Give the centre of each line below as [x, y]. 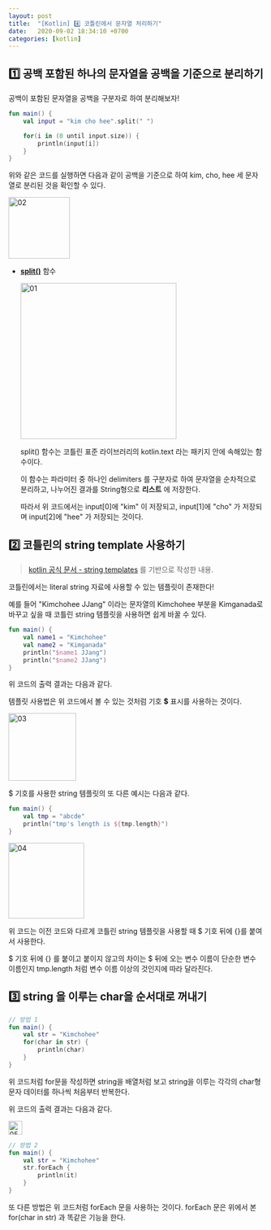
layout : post [30, 16]
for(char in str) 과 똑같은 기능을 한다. [67, 1217]
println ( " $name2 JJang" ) [65, 660]
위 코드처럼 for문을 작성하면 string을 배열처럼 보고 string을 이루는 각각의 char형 [135, 1081]
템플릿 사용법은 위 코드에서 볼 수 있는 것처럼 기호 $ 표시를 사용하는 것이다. [125, 701]
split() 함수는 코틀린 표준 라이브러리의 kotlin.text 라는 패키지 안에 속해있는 [137, 451]
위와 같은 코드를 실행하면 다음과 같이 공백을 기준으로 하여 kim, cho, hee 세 [126, 175]
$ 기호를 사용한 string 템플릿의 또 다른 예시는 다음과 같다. [99, 793]
